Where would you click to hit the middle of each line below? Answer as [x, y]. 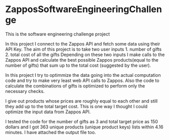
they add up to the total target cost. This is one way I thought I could [76, 106]
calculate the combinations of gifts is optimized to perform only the [75, 86]
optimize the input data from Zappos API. [48, 112]
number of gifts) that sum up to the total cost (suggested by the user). [78, 65]
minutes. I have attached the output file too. [51, 132]
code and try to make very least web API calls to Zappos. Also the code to [82, 80]
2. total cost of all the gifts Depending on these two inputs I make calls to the [85, 55]
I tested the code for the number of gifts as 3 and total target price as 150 [82, 121]
